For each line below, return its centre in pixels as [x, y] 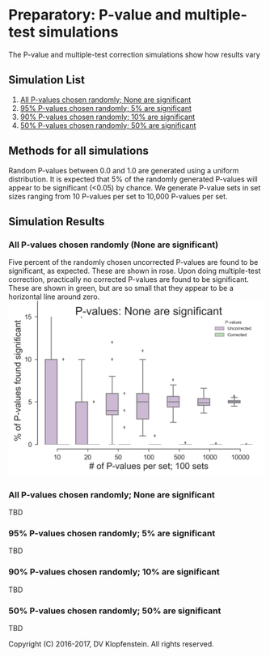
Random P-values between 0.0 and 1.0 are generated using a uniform [124, 170]
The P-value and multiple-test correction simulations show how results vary [134, 54]
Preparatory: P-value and [95, 15]
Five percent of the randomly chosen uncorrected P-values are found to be [133, 262]
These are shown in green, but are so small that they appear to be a [121, 288]
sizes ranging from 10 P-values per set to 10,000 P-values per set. [118, 196]
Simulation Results [57, 222]
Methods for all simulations [79, 151]
